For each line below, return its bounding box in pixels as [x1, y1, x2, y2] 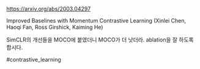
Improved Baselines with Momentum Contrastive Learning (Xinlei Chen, [6, 17, 187, 24]
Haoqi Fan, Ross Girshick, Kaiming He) [6, 24, 103, 31]
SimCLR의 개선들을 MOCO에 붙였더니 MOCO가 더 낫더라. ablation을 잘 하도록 [6, 36, 194, 43]
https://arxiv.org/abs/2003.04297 [6, 5, 91, 12]
